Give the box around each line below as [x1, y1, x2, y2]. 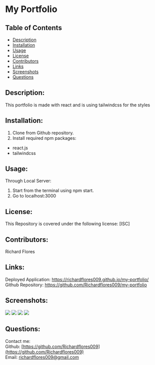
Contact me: [5, 338, 31, 344]
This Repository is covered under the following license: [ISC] [5, 221, 130, 227]
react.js [12, 144, 28, 151]
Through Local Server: [5, 178, 51, 184]
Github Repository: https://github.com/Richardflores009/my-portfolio [5, 282, 147, 288]
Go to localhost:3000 [12, 193, 56, 199]
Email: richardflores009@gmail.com [5, 354, 79, 360]
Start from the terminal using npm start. [12, 188, 94, 194]
